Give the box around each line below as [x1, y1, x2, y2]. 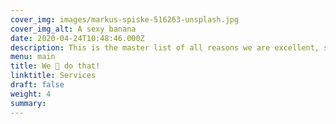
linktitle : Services [10, 71, 97, 81]
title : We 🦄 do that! [10, 61, 101, 71]
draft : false [10, 80, 65, 90]
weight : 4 [10, 89, 52, 99]
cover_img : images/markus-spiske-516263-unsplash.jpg [10, 14, 240, 25]
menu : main [10, 52, 56, 62]
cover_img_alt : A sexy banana [10, 24, 137, 34]
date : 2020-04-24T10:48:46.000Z [10, 33, 145, 43]
